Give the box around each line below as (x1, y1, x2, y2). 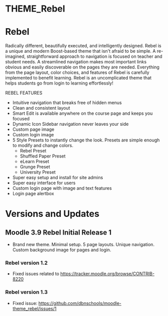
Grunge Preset (20, 164, 50, 170)
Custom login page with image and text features (12, 185, 112, 191)
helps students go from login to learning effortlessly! (5, 80, 114, 86)
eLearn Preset (20, 159, 49, 165)
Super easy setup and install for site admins (12, 175, 103, 181)
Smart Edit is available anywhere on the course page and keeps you (12, 110, 153, 116)
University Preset (20, 169, 56, 175)
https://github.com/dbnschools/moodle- (38, 300, 122, 306)
